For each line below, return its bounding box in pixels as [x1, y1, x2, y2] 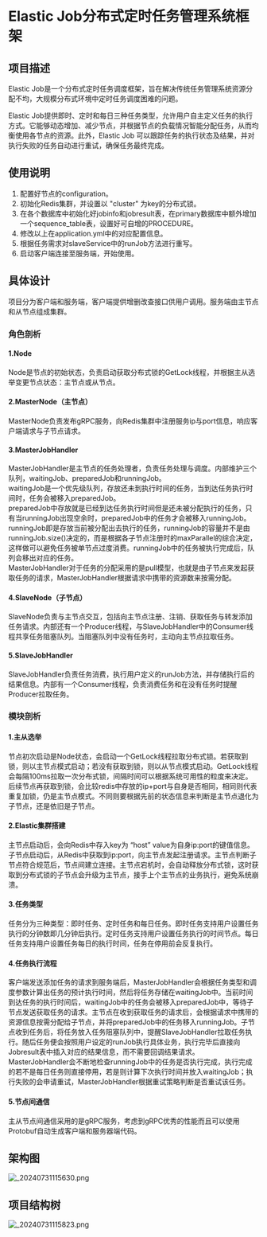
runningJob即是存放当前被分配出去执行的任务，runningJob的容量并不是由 [8, 523, 250, 533]
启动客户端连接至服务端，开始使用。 [19, 248, 139, 258]
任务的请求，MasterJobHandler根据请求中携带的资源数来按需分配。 [14, 573, 236, 583]
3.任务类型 [8, 899, 44, 909]
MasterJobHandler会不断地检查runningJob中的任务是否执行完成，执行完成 [8, 1057, 253, 1067]
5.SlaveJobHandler [8, 650, 73, 660]
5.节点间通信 [8, 1096, 50, 1106]
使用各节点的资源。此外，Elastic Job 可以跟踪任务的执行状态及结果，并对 [14, 131, 255, 140]
